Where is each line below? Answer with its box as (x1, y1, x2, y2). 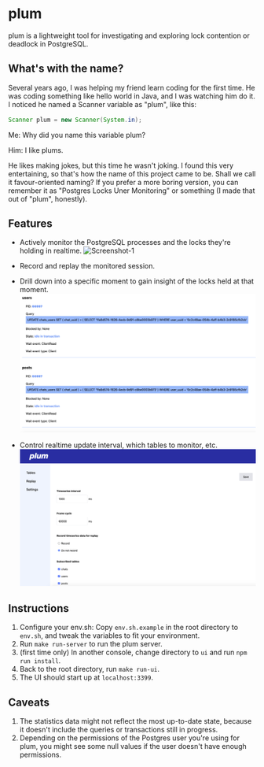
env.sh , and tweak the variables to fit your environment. (19, 631, 200, 640)
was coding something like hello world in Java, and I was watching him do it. (8, 91, 255, 101)
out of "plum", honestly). (8, 194, 88, 203)
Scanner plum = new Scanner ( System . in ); (8, 116, 143, 124)
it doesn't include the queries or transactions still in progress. (19, 724, 218, 734)
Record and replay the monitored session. (19, 261, 156, 271)
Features (8, 217, 53, 231)
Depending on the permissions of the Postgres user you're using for (19, 733, 240, 743)
